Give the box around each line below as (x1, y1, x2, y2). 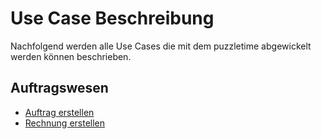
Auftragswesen (10, 80, 109, 97)
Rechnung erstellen (24, 117, 106, 129)
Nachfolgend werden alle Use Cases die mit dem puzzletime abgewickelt (10, 40, 312, 52)
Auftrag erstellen (24, 106, 95, 118)
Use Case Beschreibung (10, 7, 215, 30)
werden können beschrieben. (10, 50, 132, 62)
